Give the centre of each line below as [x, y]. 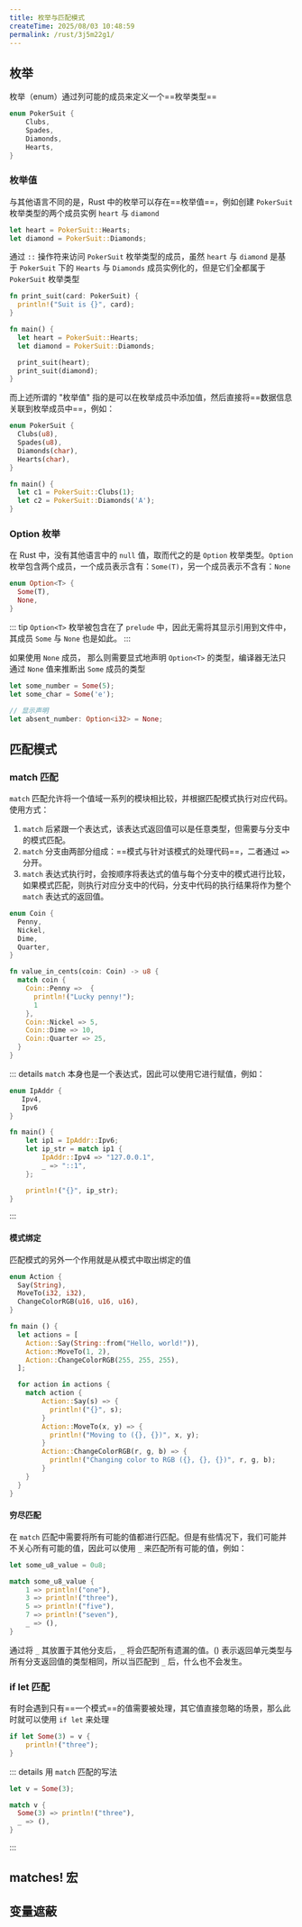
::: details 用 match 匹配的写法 [64, 1771]
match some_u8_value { [52, 1581]
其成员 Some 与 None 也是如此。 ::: [70, 638]
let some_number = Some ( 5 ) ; [62, 686]
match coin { [42, 980]
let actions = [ [48, 1335]
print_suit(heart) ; [54, 362]
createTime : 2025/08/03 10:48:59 [72, 26]
